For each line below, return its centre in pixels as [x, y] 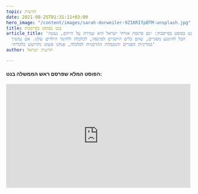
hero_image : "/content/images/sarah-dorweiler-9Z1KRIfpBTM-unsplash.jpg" [99, 22]
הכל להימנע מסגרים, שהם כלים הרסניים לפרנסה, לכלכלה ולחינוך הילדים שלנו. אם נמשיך [98, 39]
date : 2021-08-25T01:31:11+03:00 [47, 17]
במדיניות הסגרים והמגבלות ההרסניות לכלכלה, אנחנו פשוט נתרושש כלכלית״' [83, 45]
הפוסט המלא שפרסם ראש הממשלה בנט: [54, 74]
